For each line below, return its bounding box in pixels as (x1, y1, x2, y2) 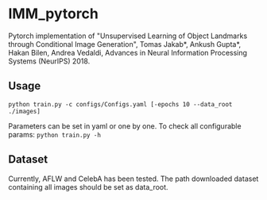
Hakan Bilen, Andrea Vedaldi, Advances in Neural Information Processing (8, 48, 248, 57)
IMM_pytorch (8, 5, 99, 23)
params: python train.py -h (8, 129, 102, 139)
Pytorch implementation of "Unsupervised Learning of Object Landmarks (8, 31, 248, 40)
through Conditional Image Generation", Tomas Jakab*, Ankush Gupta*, (8, 39, 242, 48)
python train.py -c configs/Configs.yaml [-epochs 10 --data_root (8, 100, 233, 108)
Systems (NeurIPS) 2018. (8, 56, 91, 66)
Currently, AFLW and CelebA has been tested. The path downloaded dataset (8, 174, 259, 183)
